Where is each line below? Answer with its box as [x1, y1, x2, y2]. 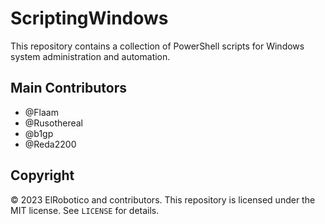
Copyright [10, 167, 75, 184]
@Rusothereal [24, 117, 83, 129]
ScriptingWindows [10, 7, 169, 30]
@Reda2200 [24, 138, 77, 150]
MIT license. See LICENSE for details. [10, 204, 160, 216]
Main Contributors [10, 80, 127, 97]
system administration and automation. [10, 50, 171, 62]
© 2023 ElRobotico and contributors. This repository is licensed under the [10, 193, 316, 206]
